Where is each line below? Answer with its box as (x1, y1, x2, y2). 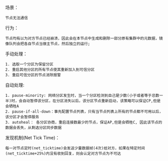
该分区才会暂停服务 (5, 115, 39, 120)
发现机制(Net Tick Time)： (5, 135, 60, 140)
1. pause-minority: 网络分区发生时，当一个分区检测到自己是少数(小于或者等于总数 (5, 93, 160, 98)
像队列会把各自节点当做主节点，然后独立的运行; (5, 41, 90, 46)
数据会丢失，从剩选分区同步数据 (5, 125, 62, 130)
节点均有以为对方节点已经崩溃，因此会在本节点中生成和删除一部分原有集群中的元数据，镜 (5, 36, 163, 41)
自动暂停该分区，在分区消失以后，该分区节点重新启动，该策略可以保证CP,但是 (22, 98, 161, 103)
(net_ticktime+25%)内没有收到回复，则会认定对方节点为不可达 (5, 151, 121, 156)
